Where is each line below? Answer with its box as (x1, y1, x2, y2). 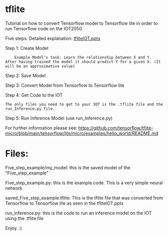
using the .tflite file (5, 215, 44, 221)
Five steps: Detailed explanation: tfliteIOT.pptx (5, 35, 101, 41)
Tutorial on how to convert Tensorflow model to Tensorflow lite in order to (5, 20, 158, 26)
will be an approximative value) (5, 64, 75, 69)
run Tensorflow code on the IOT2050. (5, 25, 83, 31)
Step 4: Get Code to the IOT (5, 92, 63, 98)
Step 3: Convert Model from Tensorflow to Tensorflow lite (5, 82, 125, 88)
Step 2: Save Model (5, 72, 46, 79)
